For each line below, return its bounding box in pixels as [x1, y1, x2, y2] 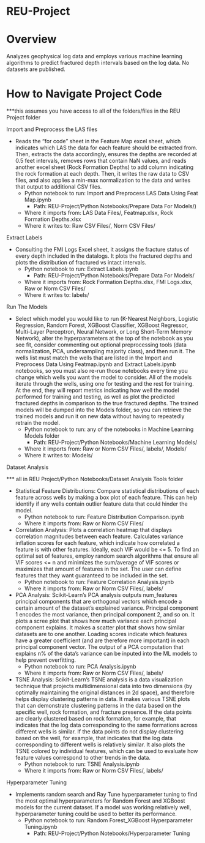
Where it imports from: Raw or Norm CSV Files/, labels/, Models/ [24, 445, 187, 452]
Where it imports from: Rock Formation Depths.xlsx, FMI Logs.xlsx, [24, 279, 193, 286]
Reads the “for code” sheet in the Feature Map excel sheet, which [15, 138, 181, 145]
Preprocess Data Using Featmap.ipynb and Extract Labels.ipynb [15, 361, 176, 368]
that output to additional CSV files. [15, 183, 102, 190]
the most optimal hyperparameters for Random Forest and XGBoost [15, 797, 185, 804]
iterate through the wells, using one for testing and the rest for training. [15, 380, 194, 388]
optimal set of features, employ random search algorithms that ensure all [15, 552, 199, 560]
